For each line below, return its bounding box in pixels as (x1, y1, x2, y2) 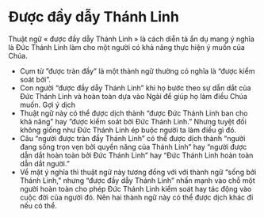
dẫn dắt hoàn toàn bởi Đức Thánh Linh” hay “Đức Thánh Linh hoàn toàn (19, 150, 254, 160)
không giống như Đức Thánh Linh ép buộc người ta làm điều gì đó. (19, 125, 236, 135)
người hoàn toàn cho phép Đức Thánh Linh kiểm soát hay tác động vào (19, 184, 252, 193)
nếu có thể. (19, 200, 57, 210)
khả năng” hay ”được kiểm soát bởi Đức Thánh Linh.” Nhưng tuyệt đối (19, 116, 247, 126)
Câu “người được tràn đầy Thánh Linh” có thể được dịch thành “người (19, 133, 246, 143)
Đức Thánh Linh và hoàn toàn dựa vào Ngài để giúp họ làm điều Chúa (19, 91, 247, 101)
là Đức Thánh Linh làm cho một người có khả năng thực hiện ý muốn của (8, 42, 246, 51)
